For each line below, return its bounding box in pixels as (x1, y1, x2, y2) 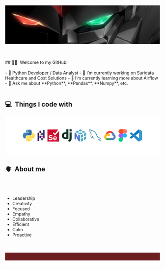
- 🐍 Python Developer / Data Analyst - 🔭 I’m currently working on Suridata (5, 70, 154, 76)
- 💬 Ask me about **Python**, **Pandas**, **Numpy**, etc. (5, 81, 128, 86)
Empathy (12, 211, 30, 216)
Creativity (12, 200, 32, 206)
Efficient (12, 221, 29, 227)
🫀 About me (5, 165, 46, 173)
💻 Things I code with (5, 100, 73, 108)
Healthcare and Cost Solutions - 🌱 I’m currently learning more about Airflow (5, 75, 158, 81)
